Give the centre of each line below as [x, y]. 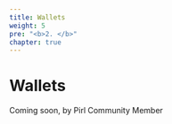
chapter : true [36, 42]
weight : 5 [28, 26]
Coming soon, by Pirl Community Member [86, 111]
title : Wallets [37, 17]
